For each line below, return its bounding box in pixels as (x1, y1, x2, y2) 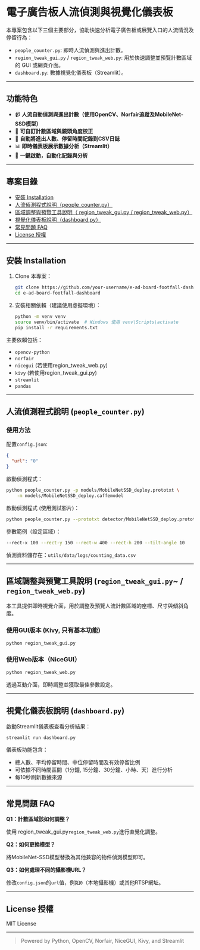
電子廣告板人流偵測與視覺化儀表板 (6, 5, 174, 19)
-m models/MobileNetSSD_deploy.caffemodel (17, 492, 124, 499)
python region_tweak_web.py (6, 669, 76, 675)
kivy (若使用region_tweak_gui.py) (14, 369, 97, 376)
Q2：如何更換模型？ (6, 841, 55, 848)
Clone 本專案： (14, 272, 52, 280)
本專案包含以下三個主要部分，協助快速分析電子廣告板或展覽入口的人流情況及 (6, 26, 194, 33)
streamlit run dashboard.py (6, 734, 76, 741)
